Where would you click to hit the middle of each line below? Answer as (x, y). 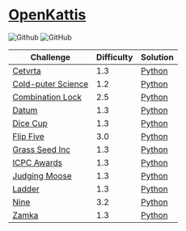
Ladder (26, 189)
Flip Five (28, 136)
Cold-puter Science (51, 84)
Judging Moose (42, 175)
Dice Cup (30, 123)
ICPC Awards (38, 162)
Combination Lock (47, 97)
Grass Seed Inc (42, 149)
